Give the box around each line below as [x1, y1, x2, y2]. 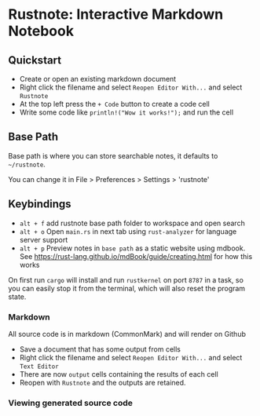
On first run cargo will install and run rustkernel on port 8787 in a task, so [8, 275, 244, 284]
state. [8, 292, 27, 301]
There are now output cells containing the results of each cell [19, 369, 218, 378]
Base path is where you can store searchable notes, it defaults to [8, 151, 218, 160]
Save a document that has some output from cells [19, 344, 181, 354]
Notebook [8, 22, 75, 40]
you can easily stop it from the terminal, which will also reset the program [8, 283, 246, 293]
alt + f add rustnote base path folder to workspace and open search [19, 218, 245, 228]
